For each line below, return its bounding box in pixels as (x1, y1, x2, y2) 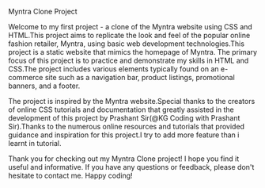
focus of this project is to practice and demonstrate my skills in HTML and (8, 56, 249, 65)
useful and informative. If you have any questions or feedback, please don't (8, 163, 255, 171)
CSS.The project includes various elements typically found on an (8, 64, 219, 74)
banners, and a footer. (8, 81, 81, 90)
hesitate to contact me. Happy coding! (8, 171, 133, 180)
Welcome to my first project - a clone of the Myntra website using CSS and (8, 22, 253, 31)
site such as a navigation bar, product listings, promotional (44, 73, 235, 82)
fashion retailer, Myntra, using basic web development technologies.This (8, 39, 245, 48)
